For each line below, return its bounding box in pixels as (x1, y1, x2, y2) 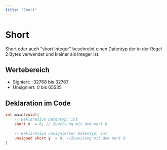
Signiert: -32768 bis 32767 (12, 79, 69, 85)
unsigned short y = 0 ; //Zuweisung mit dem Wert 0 (14, 135, 126, 141)
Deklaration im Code (5, 99, 71, 107)
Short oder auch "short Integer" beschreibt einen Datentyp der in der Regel (5, 46, 162, 52)
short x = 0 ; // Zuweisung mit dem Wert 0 (14, 121, 108, 126)
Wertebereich (5, 65, 50, 74)
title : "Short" (5, 7, 37, 13)
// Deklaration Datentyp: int (14, 117, 78, 122)
